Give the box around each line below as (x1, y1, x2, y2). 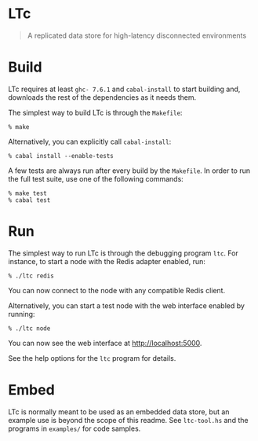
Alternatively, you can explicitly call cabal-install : (8, 137, 172, 146)
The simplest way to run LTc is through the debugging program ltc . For (8, 248, 239, 258)
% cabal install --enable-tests (8, 152, 114, 160)
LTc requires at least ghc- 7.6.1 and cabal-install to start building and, (8, 84, 241, 94)
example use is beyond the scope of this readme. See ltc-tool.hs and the (8, 415, 249, 424)
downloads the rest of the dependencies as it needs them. (8, 92, 197, 102)
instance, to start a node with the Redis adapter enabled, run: (8, 256, 206, 266)
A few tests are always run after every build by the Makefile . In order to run (8, 166, 251, 175)
